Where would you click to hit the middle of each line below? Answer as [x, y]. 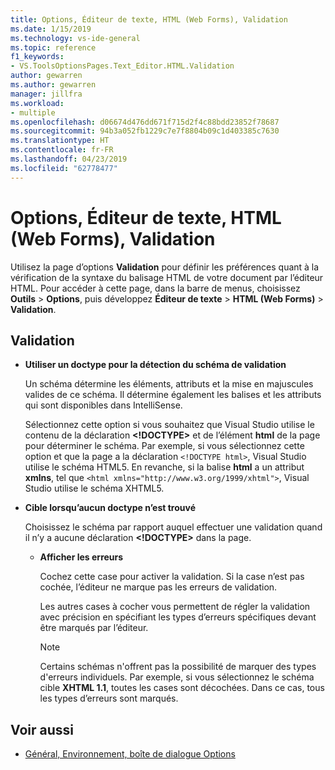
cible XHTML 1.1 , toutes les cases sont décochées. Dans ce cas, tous [182, 688]
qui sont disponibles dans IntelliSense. [103, 405]
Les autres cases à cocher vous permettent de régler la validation [175, 607]
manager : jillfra [46, 94]
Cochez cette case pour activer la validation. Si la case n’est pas [172, 577]
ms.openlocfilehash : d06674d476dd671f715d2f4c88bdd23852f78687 [145, 122]
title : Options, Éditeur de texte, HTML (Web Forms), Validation [149, 19]
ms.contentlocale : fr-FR [62, 150]
